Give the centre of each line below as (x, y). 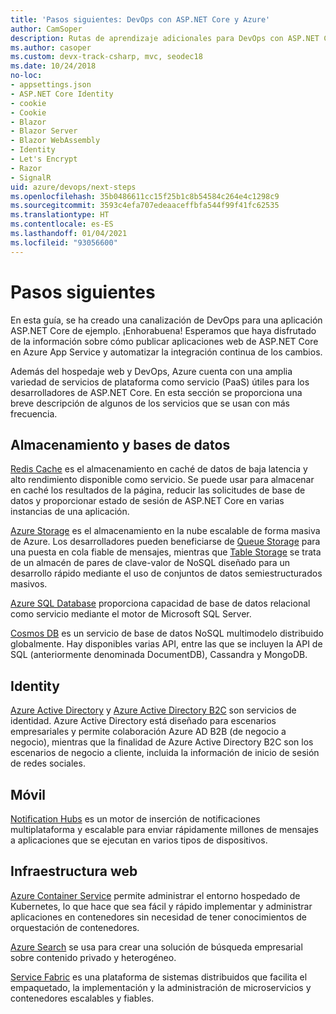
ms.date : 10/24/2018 (53, 66)
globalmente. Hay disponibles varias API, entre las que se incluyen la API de (166, 644)
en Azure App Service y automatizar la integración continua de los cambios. (166, 352)
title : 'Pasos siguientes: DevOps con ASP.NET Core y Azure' (140, 19)
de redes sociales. (48, 763)
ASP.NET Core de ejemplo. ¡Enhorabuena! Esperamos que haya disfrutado (163, 330)
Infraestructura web (74, 871)
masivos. (29, 584)
